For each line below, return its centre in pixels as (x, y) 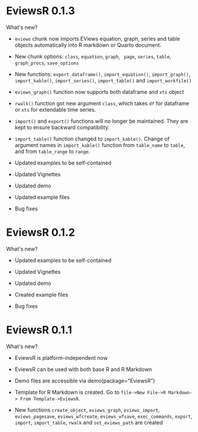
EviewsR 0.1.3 (40, 11)
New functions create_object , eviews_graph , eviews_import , (87, 410)
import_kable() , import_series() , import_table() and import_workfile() (103, 80)
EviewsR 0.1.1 (39, 330)
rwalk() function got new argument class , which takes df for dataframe (102, 103)
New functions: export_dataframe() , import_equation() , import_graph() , (103, 74)
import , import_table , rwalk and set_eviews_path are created (89, 422)
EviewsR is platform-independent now (61, 358)
